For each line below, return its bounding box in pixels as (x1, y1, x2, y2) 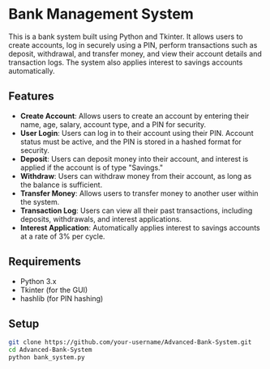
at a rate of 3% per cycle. (19, 231, 105, 241)
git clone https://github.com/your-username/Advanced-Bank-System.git (8, 338, 252, 346)
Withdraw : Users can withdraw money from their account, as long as (19, 171, 252, 180)
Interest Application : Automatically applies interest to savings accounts (19, 223, 261, 232)
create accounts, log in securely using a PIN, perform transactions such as (8, 40, 258, 49)
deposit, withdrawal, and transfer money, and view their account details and (8, 49, 262, 58)
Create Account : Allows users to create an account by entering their (19, 111, 250, 121)
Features (8, 90, 54, 104)
